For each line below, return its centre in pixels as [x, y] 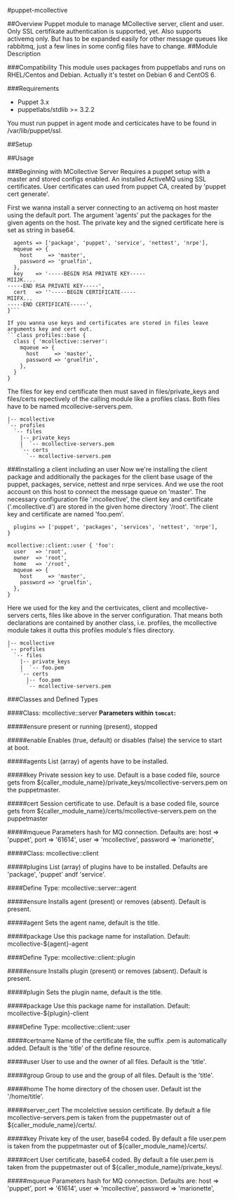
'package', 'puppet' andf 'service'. [57, 874]
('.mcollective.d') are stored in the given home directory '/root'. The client [113, 507]
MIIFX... [20, 298]
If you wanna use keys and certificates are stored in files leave [108, 323]
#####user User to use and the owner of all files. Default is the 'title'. [107, 1061]
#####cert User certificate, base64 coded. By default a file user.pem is [110, 1160]
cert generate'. [28, 194]
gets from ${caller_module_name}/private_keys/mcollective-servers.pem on [117, 782]
